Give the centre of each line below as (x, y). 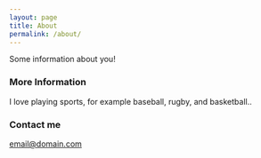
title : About (33, 26)
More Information (48, 83)
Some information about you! (62, 59)
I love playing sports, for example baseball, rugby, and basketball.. (130, 101)
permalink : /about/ (45, 34)
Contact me (35, 124)
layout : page (33, 17)
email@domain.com (46, 144)
